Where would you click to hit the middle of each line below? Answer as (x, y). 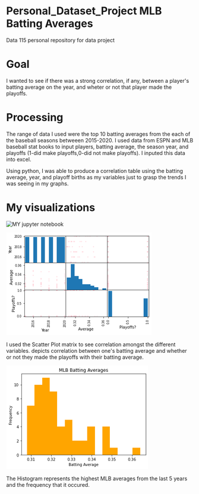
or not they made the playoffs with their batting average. (75, 357)
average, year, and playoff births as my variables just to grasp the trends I (96, 177)
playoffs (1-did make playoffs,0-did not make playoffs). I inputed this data (96, 153)
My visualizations (51, 207)
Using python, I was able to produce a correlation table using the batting (94, 170)
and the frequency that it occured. (48, 484)
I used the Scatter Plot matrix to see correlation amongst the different (91, 344)
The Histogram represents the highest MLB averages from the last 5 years (97, 479)
